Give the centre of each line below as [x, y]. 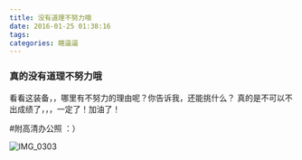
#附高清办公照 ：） [45, 128]
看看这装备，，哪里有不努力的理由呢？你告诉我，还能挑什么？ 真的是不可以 [147, 98]
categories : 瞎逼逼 [44, 43]
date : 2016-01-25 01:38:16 [60, 26]
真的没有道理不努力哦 [56, 76]
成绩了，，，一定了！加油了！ [68, 108]
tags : [19, 34]
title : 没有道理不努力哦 [51, 18]
